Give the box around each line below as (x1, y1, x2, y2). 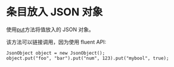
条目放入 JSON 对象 (6, 5, 103, 19)
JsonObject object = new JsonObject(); (6, 50, 105, 56)
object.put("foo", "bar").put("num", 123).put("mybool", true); (6, 55, 169, 61)
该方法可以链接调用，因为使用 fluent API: (6, 38, 107, 45)
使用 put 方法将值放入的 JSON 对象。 (6, 26, 94, 33)
